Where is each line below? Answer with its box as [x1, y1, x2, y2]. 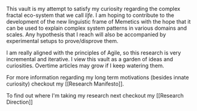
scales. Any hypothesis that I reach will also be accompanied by [6, 31, 167, 38]
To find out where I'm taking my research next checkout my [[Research [6, 92, 184, 99]
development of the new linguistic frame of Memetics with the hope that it [6, 18, 191, 25]
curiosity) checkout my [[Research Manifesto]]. [6, 80, 124, 87]
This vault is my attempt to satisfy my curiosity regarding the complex [6, 5, 181, 12]
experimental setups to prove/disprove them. [6, 38, 119, 44]
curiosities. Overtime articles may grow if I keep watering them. [6, 62, 165, 69]
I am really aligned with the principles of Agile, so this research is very [6, 49, 181, 56]
